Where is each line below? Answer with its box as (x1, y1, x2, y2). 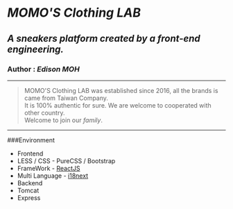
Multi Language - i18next (17, 172, 89, 180)
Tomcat (17, 186, 40, 194)
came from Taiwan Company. (24, 94, 109, 102)
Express (17, 193, 41, 202)
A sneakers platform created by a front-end (7, 33, 200, 44)
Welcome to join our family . (24, 116, 103, 124)
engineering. (7, 43, 64, 55)
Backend (17, 178, 43, 187)
